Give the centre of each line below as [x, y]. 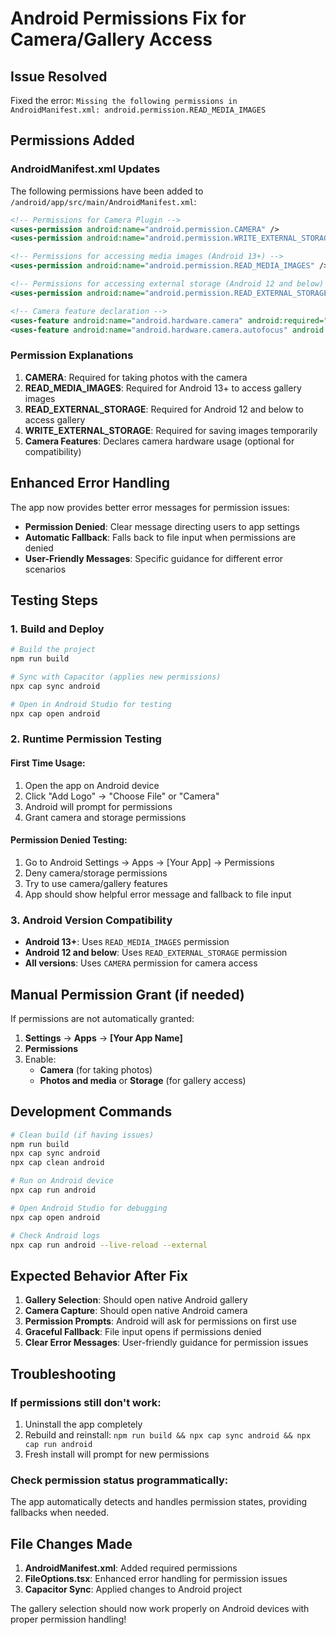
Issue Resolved [59, 76]
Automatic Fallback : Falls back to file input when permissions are [160, 537]
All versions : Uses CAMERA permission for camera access [141, 963]
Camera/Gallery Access [111, 39]
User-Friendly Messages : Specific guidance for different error [154, 558]
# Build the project [53, 650]
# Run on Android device [62, 1181]
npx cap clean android [57, 1163]
